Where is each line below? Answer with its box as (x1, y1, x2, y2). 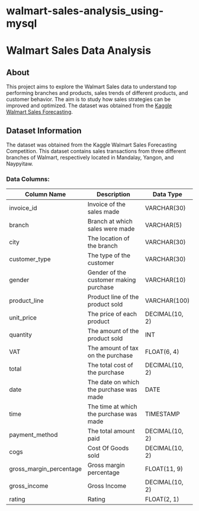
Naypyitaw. (6, 160, 34, 167)
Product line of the (87, 293, 139, 301)
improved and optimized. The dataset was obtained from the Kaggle (6, 102, 172, 109)
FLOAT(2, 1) (145, 495, 179, 503)
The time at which (87, 403, 137, 411)
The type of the (87, 251, 131, 260)
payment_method (9, 431, 58, 439)
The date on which (87, 378, 140, 387)
